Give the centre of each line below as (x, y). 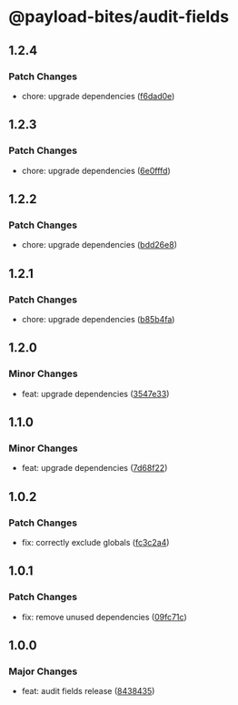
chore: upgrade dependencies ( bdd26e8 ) (99, 245)
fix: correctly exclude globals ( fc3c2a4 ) (95, 542)
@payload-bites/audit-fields (119, 17)
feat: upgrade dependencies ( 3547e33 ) (95, 393)
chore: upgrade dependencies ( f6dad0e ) (98, 96)
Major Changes (43, 671)
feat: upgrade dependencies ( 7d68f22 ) (94, 468)
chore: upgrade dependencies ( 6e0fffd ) (96, 170)
